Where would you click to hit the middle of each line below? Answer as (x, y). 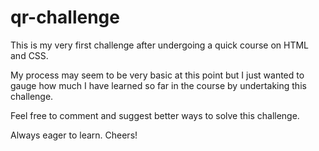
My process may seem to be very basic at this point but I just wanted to (157, 75)
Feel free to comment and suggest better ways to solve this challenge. (155, 115)
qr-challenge (65, 17)
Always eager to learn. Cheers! (74, 135)
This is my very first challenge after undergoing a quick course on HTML (160, 45)
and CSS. (29, 55)
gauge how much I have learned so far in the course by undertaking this (158, 85)
